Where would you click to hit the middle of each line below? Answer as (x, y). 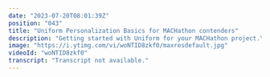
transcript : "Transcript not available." (79, 61)
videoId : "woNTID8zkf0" (48, 53)
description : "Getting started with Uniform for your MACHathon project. (135, 38)
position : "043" (35, 23)
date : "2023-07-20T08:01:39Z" (59, 16)
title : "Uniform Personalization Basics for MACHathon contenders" (124, 30)
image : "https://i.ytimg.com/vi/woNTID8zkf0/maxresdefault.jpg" (118, 46)
